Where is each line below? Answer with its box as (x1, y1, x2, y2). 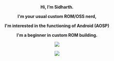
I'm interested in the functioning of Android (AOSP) (4, 23, 110, 29)
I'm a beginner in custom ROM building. (16, 32, 98, 38)
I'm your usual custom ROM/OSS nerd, (17, 14, 97, 19)
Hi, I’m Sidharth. (40, 4, 74, 10)
